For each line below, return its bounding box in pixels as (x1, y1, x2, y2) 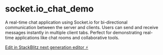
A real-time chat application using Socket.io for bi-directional (5, 19, 128, 25)
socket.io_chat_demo (5, 3, 94, 14)
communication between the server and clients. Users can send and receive (5, 24, 159, 30)
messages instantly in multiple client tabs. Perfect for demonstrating (5, 29, 143, 35)
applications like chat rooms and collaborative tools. (15, 35, 120, 41)
